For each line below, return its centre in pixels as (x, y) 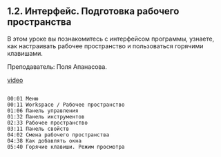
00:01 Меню (23, 98)
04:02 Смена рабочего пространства (58, 135)
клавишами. (25, 53)
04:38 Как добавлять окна (44, 140)
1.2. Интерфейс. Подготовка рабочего (93, 11)
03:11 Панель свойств (38, 129)
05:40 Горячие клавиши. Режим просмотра (66, 147)
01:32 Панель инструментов (46, 116)
